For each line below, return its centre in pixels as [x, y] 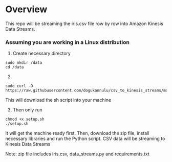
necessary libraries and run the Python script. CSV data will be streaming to [85, 138]
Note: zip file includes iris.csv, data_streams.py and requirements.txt [78, 154]
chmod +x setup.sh [25, 119]
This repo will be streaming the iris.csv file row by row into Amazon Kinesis [84, 24]
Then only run [27, 110]
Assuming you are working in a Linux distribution [67, 42]
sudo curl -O [19, 86]
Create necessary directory [41, 53]
